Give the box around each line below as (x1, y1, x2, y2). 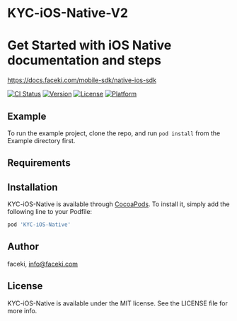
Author (7, 241, 39, 253)
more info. (7, 306, 37, 315)
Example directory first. (7, 136, 76, 145)
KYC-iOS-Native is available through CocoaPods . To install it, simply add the (7, 200, 230, 208)
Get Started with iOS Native (7, 38, 172, 54)
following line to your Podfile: (7, 208, 93, 216)
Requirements (7, 157, 71, 169)
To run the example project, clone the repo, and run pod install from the (7, 129, 221, 137)
